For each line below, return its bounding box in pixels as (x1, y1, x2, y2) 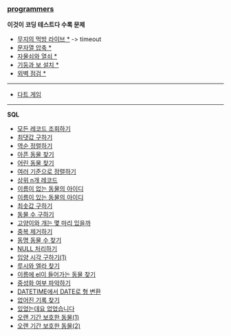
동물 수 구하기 (16, 211, 54, 219)
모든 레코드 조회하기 (16, 125, 71, 133)
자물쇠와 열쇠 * (16, 52, 57, 60)
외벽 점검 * (16, 69, 47, 77)
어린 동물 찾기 (16, 159, 54, 167)
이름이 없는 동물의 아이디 (16, 184, 84, 193)
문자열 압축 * (16, 44, 52, 52)
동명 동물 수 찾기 (16, 236, 62, 244)
